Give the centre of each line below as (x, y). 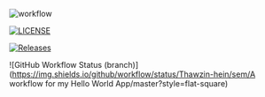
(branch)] (121, 65)
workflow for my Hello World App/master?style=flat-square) (119, 83)
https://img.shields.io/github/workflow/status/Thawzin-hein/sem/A (134, 74)
